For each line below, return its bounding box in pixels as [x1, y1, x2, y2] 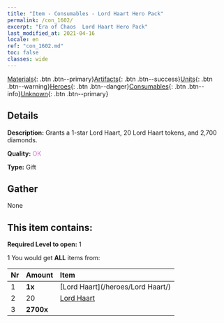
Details [7, 110, 38, 122]
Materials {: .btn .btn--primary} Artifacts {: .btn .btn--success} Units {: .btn [7, 75, 213, 83]
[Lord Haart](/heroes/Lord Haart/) [59, 282, 171, 292]
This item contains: [7, 221, 93, 234]
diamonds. [7, 135, 38, 144]
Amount [25, 270, 54, 280]
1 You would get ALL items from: [7, 254, 100, 262]
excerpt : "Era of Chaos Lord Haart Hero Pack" [7, 23, 149, 30]
